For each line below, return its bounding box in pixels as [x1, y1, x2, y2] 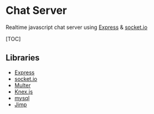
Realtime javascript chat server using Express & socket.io [5, 24, 148, 31]
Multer [14, 81, 31, 89]
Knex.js [14, 88, 33, 95]
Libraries [5, 52, 40, 63]
